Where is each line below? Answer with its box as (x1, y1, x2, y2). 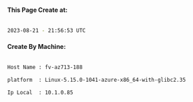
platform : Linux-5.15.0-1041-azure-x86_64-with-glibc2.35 (7, 77, 187, 84)
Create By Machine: (7, 42, 66, 50)
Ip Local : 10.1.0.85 (7, 89, 73, 96)
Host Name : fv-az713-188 (7, 64, 83, 71)
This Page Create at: (7, 6, 68, 14)
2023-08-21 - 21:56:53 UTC (7, 27, 86, 34)
